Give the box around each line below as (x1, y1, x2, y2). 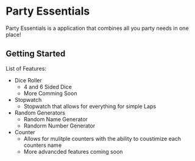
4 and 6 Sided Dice (23, 83, 73, 90)
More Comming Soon (23, 90, 77, 97)
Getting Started (5, 49, 66, 59)
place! (5, 30, 22, 38)
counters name (23, 141, 62, 149)
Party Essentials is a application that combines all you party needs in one (5, 24, 190, 32)
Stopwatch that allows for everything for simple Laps (23, 102, 157, 110)
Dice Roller (14, 76, 42, 84)
